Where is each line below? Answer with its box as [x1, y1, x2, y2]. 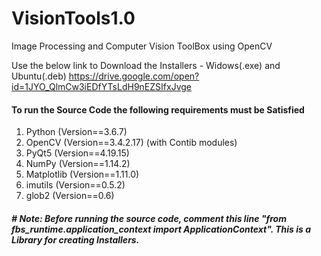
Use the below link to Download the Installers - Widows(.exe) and [11, 59, 281, 71]
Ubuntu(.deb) [11, 70, 67, 82]
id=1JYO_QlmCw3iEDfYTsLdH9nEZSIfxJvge [11, 80, 192, 92]
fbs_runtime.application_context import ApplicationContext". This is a [11, 223, 312, 235]
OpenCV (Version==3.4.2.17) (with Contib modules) [25, 137, 238, 149]
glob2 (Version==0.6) [25, 190, 115, 202]
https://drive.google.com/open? [68, 70, 200, 82]
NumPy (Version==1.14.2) [25, 158, 131, 170]
